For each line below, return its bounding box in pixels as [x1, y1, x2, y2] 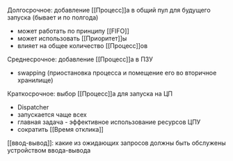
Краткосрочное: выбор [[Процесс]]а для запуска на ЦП [7, 90, 172, 98]
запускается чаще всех [17, 111, 87, 118]
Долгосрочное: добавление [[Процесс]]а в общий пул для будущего [7, 6, 211, 14]
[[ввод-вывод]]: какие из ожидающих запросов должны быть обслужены [7, 139, 226, 147]
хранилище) [17, 76, 54, 84]
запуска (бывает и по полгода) [7, 13, 99, 22]
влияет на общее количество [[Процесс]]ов [17, 42, 148, 49]
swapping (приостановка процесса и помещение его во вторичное [17, 69, 217, 77]
